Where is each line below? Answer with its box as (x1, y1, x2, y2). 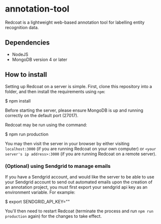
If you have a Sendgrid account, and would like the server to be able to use (5, 174, 155, 179)
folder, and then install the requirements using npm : (5, 89, 105, 94)
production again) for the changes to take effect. (5, 213, 102, 219)
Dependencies (5, 39, 50, 47)
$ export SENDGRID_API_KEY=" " (5, 198, 70, 204)
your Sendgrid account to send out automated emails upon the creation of (5, 179, 153, 185)
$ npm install (5, 98, 31, 104)
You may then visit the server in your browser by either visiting (5, 140, 130, 146)
